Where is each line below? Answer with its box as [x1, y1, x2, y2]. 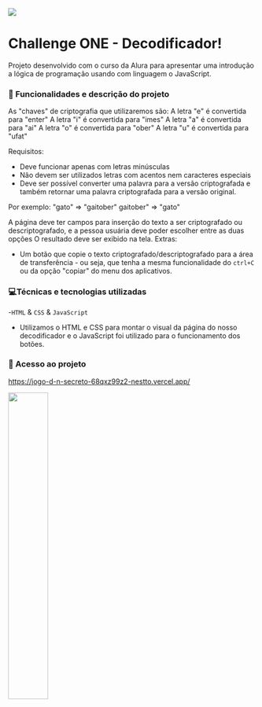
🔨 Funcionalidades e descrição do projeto [8, 88, 170, 99]
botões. [19, 339, 45, 348]
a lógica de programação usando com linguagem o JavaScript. [8, 68, 212, 78]
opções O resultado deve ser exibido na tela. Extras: [8, 234, 178, 244]
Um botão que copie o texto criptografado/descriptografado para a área [19, 249, 253, 259]
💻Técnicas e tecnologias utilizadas [8, 286, 147, 297]
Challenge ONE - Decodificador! [8, 35, 223, 53]
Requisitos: [8, 147, 45, 156]
